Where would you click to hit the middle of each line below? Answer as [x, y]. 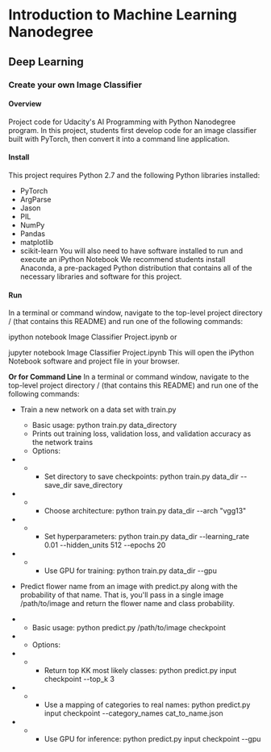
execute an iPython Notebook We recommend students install [123, 259]
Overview [25, 104]
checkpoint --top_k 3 [79, 679]
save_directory [98, 485]
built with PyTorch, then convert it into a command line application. [119, 139]
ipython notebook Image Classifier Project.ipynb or [93, 337]
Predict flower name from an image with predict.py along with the [129, 587]
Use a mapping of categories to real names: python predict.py [147, 705]
